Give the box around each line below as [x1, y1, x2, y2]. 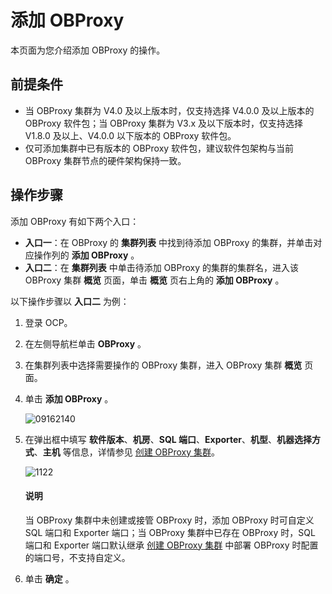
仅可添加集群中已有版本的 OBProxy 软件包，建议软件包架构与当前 [24, 142, 295, 154]
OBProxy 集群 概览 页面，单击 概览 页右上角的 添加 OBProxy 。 [24, 274, 285, 286]
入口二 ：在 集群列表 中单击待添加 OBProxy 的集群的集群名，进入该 [24, 261, 299, 273]
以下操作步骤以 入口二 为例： [10, 295, 130, 307]
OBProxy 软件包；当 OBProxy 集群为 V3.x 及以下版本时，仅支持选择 [24, 117, 304, 129]
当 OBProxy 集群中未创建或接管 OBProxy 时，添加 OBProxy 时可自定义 [24, 514, 315, 526]
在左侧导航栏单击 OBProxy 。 [24, 337, 147, 350]
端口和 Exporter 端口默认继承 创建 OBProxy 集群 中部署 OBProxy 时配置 [24, 539, 319, 551]
